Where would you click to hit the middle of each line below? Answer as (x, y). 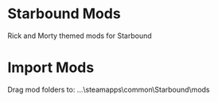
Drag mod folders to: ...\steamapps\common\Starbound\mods (109, 89)
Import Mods (51, 68)
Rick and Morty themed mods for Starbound (80, 36)
